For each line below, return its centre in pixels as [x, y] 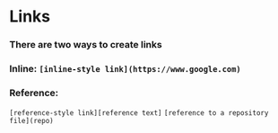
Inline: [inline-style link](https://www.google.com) [125, 69]
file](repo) [31, 121]
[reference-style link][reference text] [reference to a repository [139, 113]
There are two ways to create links [86, 45]
